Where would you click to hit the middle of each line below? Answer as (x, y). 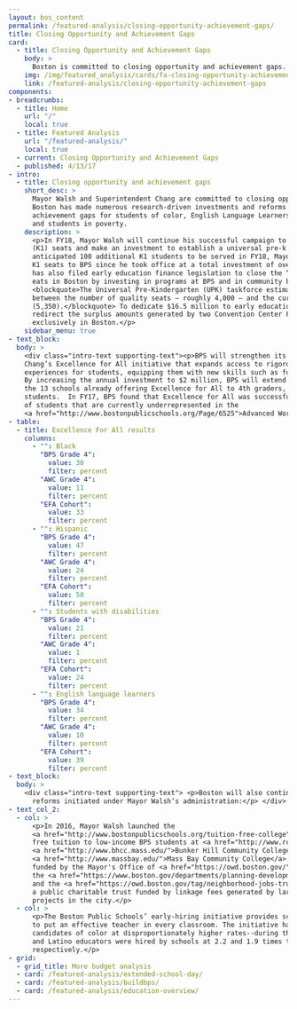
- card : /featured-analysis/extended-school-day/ (109, 974)
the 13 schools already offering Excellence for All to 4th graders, (156, 389)
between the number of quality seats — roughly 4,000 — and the (153, 298)
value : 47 (66, 545)
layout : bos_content (47, 17)
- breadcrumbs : (36, 100)
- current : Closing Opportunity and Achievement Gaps (117, 158)
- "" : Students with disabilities (96, 611)
